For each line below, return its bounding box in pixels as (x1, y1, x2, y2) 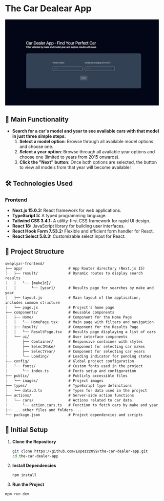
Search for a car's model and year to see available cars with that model (12, 128, 159, 134)
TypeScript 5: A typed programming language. (12, 212, 107, 218)
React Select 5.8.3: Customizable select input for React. (12, 233, 126, 239)
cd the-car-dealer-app (12, 454, 59, 459)
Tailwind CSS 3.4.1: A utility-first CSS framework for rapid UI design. (12, 218, 150, 224)
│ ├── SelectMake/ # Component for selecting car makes (5, 344, 145, 349)
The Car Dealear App (5, 3, 92, 14)
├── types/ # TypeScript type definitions (5, 383, 132, 388)
